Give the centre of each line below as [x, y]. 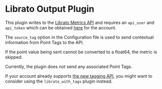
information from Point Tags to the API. [45, 42]
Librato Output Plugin [50, 9]
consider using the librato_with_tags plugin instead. [59, 81]
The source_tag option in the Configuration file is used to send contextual [80, 37]
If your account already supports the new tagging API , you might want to [79, 76]
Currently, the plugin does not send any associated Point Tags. [69, 67]
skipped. [14, 57]
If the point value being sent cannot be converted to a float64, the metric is [81, 52]
